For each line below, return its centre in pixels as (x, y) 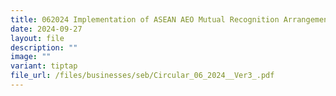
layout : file (37, 38)
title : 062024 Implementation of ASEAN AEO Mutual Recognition (145, 19)
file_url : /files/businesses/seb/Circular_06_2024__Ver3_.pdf (142, 76)
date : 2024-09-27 (46, 29)
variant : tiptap (44, 66)
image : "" (31, 57)
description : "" (44, 47)
